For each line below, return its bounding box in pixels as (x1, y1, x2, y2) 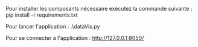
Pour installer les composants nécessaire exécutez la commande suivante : (5, 5, 193, 12)
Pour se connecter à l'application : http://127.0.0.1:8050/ (5, 35, 144, 41)
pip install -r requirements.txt (5, 11, 78, 18)
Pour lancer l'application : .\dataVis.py (5, 23, 100, 30)
